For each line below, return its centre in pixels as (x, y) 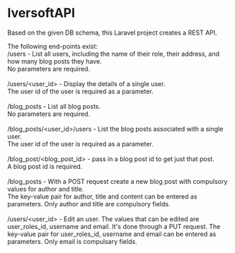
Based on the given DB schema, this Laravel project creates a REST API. (112, 33)
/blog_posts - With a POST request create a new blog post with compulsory (117, 181)
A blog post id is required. (45, 166)
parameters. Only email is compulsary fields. (72, 241)
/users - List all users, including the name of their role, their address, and (114, 54)
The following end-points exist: (52, 46)
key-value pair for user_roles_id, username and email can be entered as (112, 234)
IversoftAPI (41, 13)
